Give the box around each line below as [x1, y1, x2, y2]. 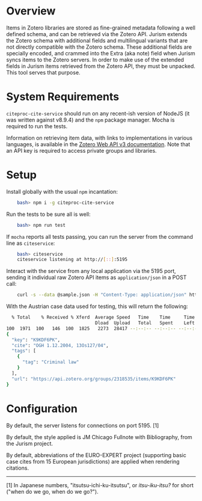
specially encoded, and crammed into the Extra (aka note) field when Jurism [6, 49, 195, 57]
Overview [6, 4, 56, 18]
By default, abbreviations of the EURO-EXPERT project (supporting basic [6, 451, 186, 458]
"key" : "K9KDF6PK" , [11, 337, 61, 343]
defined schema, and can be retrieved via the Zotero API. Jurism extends [6, 30, 188, 37]
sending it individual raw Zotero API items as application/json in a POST [6, 274, 187, 281]
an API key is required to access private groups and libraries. [6, 147, 158, 154]
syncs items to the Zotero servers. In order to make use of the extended [6, 56, 185, 63]
